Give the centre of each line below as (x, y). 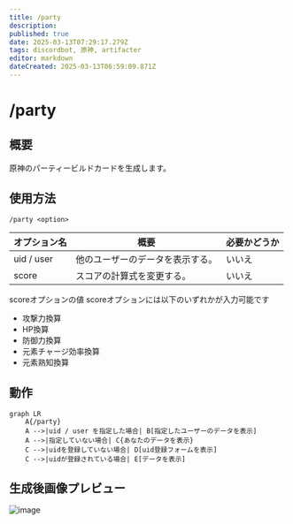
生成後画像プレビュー (67, 488)
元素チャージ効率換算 (61, 351)
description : (33, 26)
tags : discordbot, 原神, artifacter (75, 50)
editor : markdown (41, 58)
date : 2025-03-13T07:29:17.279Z (69, 42)
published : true (39, 34)
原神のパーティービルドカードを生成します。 (90, 168)
